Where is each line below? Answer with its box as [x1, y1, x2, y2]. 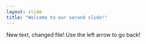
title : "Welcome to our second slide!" [6, 14, 108, 20]
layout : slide [6, 8, 43, 15]
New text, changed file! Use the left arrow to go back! [6, 31, 141, 38]
